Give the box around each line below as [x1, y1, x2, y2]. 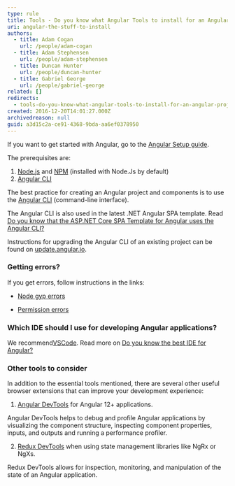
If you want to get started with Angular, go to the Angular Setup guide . [7, 140, 210, 148]
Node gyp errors [17, 292, 66, 300]
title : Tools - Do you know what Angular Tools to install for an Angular [7, 17, 230, 24]
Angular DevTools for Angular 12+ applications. [17, 400, 153, 409]
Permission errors [17, 305, 69, 313]
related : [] [7, 88, 42, 95]
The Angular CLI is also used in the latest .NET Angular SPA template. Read [7, 209, 224, 217]
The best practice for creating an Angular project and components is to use [7, 188, 225, 196]
